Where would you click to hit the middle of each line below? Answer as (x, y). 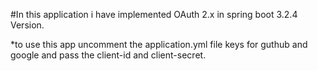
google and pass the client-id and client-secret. (108, 55)
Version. (27, 25)
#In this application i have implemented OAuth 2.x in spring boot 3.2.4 (154, 14)
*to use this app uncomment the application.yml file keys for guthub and (159, 44)
